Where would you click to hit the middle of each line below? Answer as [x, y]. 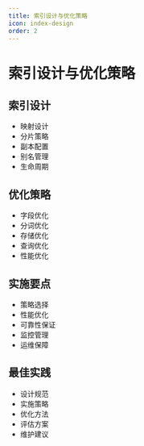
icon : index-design [41, 23]
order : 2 [23, 31]
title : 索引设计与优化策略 [48, 16]
